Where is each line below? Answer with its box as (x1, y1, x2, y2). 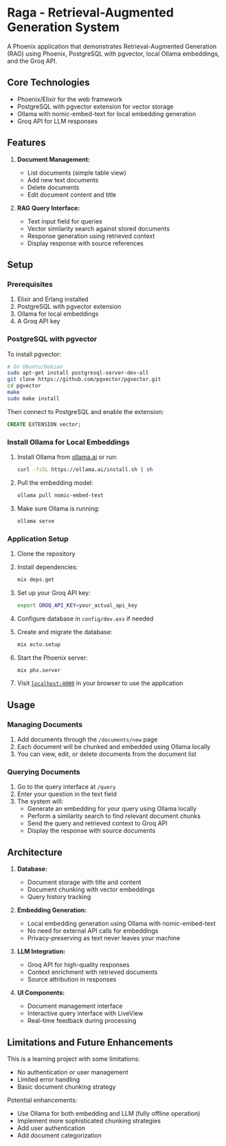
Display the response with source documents (27, 827, 156, 835)
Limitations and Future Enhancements (7, 1037, 174, 1048)
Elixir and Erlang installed (16, 295, 89, 303)
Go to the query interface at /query (16, 783, 116, 791)
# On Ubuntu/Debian (7, 363, 63, 370)
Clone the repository (16, 549, 76, 558)
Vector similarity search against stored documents (27, 224, 170, 233)
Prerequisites (7, 279, 53, 289)
